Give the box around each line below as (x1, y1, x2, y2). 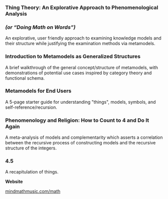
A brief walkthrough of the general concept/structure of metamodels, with (5, 64, 158, 70)
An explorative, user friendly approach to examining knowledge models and (5, 35, 161, 41)
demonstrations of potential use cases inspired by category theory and (5, 70, 152, 76)
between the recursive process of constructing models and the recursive (5, 140, 156, 146)
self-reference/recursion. (5, 104, 58, 110)
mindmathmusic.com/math (5, 188, 61, 194)
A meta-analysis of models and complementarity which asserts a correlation (5, 134, 163, 140)
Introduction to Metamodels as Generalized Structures (5, 53, 141, 60)
